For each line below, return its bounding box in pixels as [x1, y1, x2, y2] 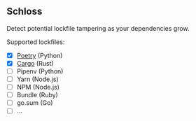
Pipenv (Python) [16, 66, 64, 76]
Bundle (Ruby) [16, 91, 59, 99]
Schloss [6, 6, 43, 17]
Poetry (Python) [16, 51, 63, 59]
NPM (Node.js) [16, 83, 60, 92]
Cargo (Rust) [16, 59, 54, 67]
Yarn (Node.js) [16, 75, 59, 83]
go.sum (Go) [16, 99, 53, 107]
